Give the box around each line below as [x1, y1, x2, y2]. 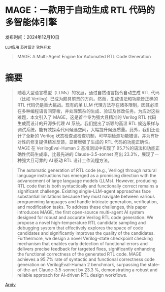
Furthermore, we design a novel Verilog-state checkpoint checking [17, 235, 153, 241]
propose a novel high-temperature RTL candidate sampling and [17, 219, 146, 225]
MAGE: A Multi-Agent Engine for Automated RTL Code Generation [17, 53, 151, 59]
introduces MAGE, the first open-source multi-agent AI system [17, 209, 144, 215]
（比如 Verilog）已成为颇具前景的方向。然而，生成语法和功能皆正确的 [17, 96, 159, 102]
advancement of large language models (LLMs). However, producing [17, 178, 157, 183]
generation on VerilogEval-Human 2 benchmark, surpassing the [17, 261, 147, 267]
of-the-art [17, 267, 38, 273]
